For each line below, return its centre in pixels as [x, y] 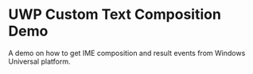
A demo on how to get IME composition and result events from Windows [127, 53]
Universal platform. [39, 61]
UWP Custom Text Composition [115, 15]
